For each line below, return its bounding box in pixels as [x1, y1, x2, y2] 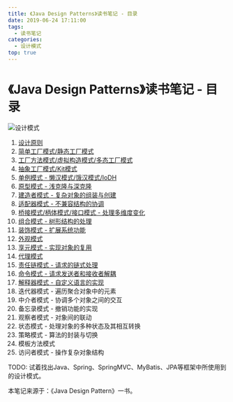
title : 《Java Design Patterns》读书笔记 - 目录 [8, 10, 138, 17]
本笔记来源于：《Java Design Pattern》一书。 [8, 386, 137, 395]
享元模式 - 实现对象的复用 [17, 243, 93, 252]
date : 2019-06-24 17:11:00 [8, 17, 87, 24]
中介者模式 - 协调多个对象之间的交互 [17, 295, 123, 304]
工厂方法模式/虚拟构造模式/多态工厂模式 [17, 155, 133, 164]
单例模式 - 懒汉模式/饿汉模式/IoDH [17, 173, 117, 182]
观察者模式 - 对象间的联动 [17, 313, 93, 322]
